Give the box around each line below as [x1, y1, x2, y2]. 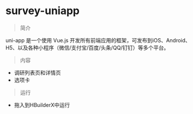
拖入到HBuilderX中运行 [14, 101, 70, 108]
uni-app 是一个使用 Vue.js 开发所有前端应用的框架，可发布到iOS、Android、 [5, 36, 191, 43]
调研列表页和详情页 [14, 69, 61, 76]
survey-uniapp [5, 4, 80, 18]
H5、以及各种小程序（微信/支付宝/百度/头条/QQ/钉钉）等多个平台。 [5, 44, 169, 51]
